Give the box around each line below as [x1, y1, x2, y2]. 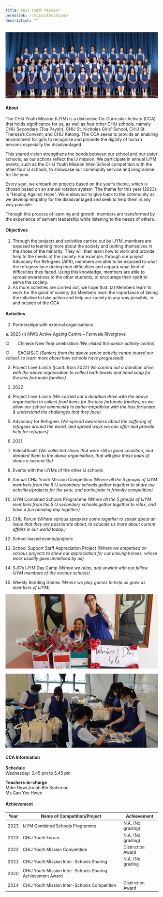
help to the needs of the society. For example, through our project [12, 253, 144, 259]
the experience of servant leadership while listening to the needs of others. [5, 216, 155, 222]
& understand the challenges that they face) [12, 409, 101, 415]
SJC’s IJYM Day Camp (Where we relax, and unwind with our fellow [12, 565, 148, 571]
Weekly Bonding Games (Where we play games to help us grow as [12, 580, 146, 586]
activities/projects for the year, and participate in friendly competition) [12, 487, 153, 493]
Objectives [5, 227, 28, 233]
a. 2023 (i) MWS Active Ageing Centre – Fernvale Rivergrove [5, 331, 126, 337]
